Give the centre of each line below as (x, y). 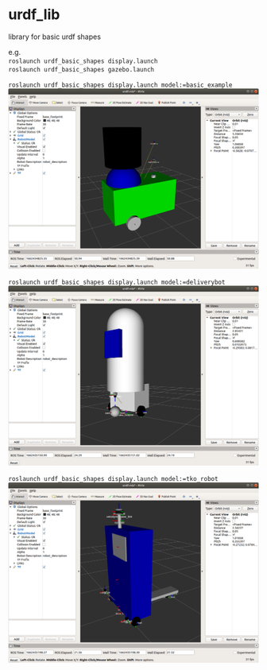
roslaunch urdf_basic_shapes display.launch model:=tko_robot (113, 479)
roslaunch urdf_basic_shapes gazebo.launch (81, 69)
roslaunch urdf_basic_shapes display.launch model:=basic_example (120, 85)
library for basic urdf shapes (55, 37)
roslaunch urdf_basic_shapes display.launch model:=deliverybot (117, 282)
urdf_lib (34, 15)
